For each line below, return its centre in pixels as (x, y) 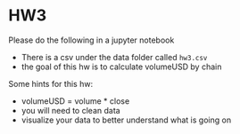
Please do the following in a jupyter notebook (91, 40)
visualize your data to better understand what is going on (126, 120)
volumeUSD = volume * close (75, 101)
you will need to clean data (71, 110)
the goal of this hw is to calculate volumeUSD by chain (121, 67)
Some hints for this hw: (51, 83)
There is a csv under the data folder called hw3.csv (114, 57)
